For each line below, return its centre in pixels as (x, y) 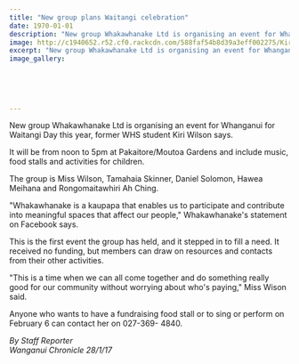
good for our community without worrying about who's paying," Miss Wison (148, 287)
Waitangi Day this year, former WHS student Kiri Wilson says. (121, 135)
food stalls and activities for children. (77, 162)
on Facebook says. (44, 224)
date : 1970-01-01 (41, 26)
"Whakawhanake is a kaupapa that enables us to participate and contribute (147, 206)
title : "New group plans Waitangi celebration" (99, 17)
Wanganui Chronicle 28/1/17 (61, 350)
